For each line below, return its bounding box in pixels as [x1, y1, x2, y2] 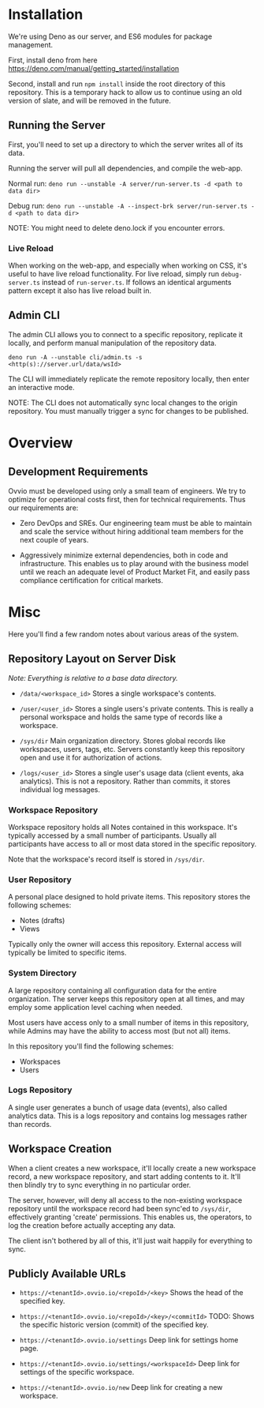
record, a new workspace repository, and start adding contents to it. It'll [8, 1171, 241, 1181]
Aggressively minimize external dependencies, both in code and [19, 550, 229, 560]
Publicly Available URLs [8, 1267, 126, 1280]
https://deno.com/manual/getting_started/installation [8, 63, 180, 73]
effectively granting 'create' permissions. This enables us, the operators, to [8, 1212, 252, 1222]
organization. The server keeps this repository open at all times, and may [8, 993, 245, 1004]
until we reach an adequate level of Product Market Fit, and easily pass [19, 567, 251, 576]
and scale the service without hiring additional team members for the [19, 527, 244, 536]
